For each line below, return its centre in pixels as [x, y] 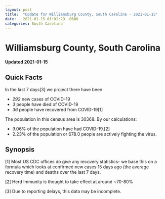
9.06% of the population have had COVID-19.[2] [61, 129]
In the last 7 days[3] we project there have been [54, 89]
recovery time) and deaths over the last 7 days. [53, 172]
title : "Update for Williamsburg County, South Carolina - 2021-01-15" [82, 14]
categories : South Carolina [34, 24]
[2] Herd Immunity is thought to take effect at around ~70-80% [69, 182]
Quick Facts [24, 77]
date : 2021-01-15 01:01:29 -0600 [42, 19]
